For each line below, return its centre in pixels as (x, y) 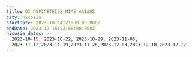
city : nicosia (24, 17)
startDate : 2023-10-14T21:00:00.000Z (53, 23)
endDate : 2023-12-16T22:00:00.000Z (51, 28)
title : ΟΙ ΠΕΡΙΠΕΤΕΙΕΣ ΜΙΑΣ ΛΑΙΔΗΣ (51, 12)
